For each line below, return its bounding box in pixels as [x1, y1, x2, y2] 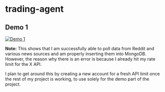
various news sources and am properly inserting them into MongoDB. [5, 51, 147, 57]
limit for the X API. [5, 61, 42, 67]
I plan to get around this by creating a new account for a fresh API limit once [5, 71, 160, 77]
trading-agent [5, 3, 64, 15]
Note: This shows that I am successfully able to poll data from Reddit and [5, 46, 155, 51]
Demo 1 [5, 23, 28, 31]
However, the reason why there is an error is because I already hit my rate [5, 56, 156, 62]
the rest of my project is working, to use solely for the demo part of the [5, 76, 150, 82]
